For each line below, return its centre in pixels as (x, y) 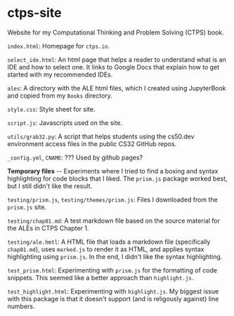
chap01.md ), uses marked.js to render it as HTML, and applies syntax (106, 249)
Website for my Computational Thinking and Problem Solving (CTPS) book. (116, 32)
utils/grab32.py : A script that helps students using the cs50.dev (101, 136)
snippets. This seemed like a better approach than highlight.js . (100, 277)
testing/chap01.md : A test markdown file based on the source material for (113, 220)
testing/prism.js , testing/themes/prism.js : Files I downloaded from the (112, 199)
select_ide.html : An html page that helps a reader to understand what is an (117, 59)
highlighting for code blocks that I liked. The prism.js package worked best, (117, 178)
